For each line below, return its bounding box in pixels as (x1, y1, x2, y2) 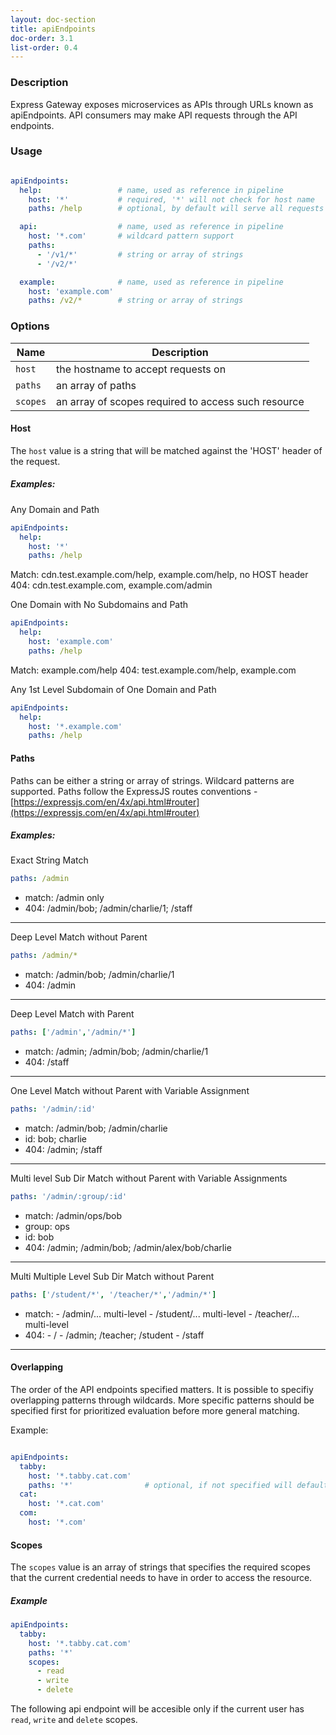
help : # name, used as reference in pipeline (19, 185, 284, 195)
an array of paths (56, 378, 137, 392)
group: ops (24, 1220, 70, 1232)
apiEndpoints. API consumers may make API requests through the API (10, 109, 298, 121)
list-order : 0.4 (10, 42, 78, 53)
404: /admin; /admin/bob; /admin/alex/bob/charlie (24, 1241, 232, 1253)
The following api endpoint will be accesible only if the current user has (10, 1703, 305, 1715)
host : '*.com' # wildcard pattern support (28, 231, 235, 241)
